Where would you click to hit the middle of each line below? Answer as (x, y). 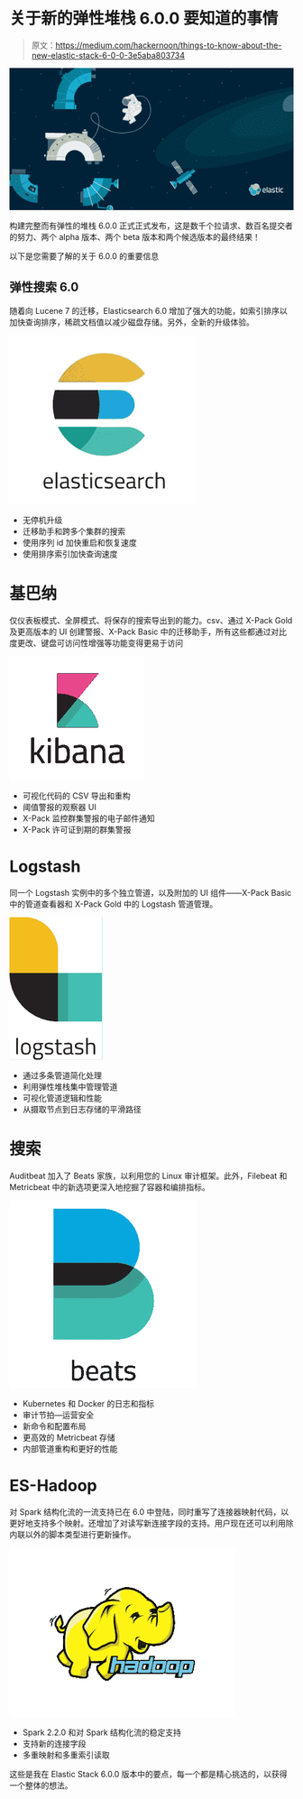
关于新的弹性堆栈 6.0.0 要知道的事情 (144, 18)
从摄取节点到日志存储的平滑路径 (82, 1109)
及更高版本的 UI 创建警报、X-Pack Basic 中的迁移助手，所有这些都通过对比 (148, 632)
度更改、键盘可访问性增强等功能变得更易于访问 (96, 642)
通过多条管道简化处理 (62, 1075)
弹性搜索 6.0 (44, 287)
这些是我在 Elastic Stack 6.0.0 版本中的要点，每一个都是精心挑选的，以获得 (148, 1774)
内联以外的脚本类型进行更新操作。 (73, 1534)
